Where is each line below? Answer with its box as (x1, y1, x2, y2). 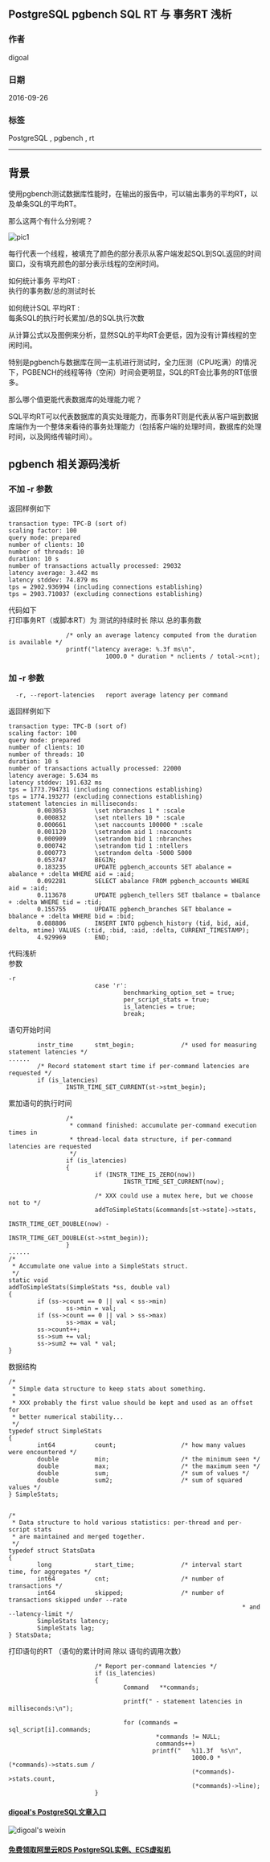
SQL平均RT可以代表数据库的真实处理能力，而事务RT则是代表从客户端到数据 (8, 412, 259, 421)
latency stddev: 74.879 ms (8, 576, 99, 584)
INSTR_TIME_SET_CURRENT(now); (123, 1178, 225, 1186)
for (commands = (123, 1719, 178, 1727)
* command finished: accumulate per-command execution (69, 1121, 257, 1130)
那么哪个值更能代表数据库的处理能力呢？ (8, 395, 142, 405)
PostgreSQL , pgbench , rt (8, 134, 95, 143)
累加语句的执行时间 (8, 1099, 72, 1108)
